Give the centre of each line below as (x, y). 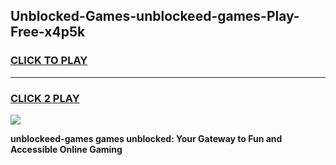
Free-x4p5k (48, 32)
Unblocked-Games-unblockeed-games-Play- (155, 16)
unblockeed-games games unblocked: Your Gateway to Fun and (146, 138)
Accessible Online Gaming (66, 149)
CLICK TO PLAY (49, 61)
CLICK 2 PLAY (45, 98)
